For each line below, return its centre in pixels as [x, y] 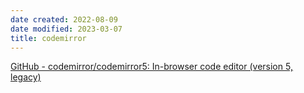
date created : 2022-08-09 [64, 19]
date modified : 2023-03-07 [66, 29]
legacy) [26, 77]
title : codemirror [48, 38]
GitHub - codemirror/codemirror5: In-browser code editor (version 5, [151, 67]
